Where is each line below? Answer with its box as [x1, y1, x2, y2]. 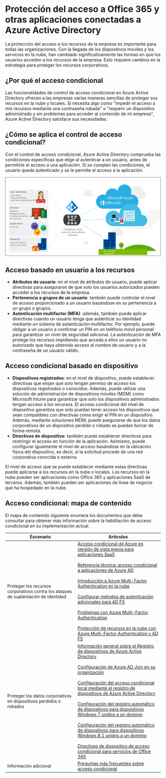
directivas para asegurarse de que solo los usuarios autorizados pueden [12, 284, 160, 290]
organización [77, 669, 104, 675]
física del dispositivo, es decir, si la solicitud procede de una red [12, 449, 143, 454]
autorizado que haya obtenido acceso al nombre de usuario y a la [12, 342, 146, 348]
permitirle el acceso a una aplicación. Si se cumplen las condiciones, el [5, 162, 150, 168]
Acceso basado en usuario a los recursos [5, 265, 135, 274]
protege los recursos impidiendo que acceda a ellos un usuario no [12, 337, 147, 343]
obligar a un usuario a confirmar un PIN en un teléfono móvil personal [12, 326, 154, 332]
